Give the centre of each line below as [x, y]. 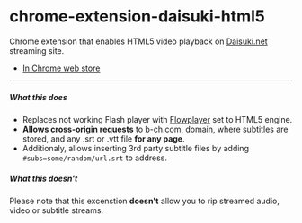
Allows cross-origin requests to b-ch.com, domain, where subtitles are [155, 129]
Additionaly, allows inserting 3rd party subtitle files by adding [136, 148]
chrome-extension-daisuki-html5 [137, 17]
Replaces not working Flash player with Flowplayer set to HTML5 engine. [157, 119]
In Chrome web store [61, 68]
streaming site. [37, 50]
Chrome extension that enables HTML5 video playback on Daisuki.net [138, 41]
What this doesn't [44, 178]
